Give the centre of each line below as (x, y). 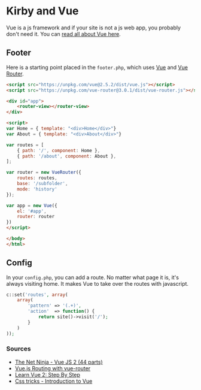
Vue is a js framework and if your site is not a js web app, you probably (94, 28)
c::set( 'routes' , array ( (37, 295)
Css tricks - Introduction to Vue (54, 381)
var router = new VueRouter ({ (44, 173)
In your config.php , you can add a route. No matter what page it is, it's (93, 277)
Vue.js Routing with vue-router (53, 368)
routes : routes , (37, 178)
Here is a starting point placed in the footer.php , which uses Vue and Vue (97, 67)
